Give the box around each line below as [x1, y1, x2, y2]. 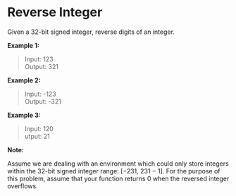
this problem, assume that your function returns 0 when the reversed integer [7, 174, 230, 183]
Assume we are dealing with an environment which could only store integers [7, 159, 229, 168]
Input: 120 [24, 124, 54, 133]
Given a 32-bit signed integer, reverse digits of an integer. [7, 27, 175, 36]
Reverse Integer [7, 4, 103, 20]
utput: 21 [24, 132, 51, 140]
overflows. [7, 181, 38, 190]
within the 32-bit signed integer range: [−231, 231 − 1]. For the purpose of [7, 166, 221, 175]
